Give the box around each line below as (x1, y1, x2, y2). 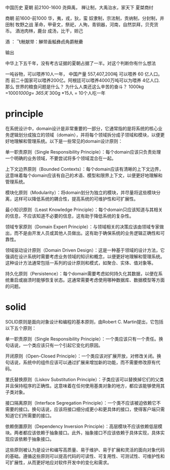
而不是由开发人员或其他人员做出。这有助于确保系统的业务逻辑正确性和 (14, 230, 160, 236)
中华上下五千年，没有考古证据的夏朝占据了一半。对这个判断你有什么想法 (5, 60, 156, 66)
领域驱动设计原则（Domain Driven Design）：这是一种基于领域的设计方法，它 (5, 247, 165, 253)
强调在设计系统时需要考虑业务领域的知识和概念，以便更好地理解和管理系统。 (5, 253, 165, 260)
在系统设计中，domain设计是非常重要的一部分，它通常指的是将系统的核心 (5, 125, 158, 131)
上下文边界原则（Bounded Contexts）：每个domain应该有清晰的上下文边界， (5, 166, 164, 172)
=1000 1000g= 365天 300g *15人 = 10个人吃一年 (5, 90, 106, 96)
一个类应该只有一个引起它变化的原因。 (22, 342, 103, 348)
